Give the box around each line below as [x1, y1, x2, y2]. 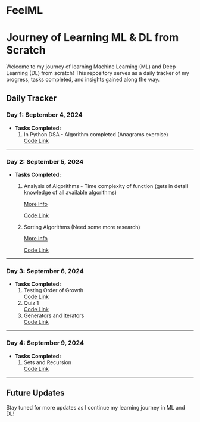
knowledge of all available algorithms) [23, 189, 117, 196]
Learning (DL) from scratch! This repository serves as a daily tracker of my [6, 70, 189, 77]
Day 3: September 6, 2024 [6, 267, 84, 276]
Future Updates [6, 388, 65, 398]
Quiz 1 [23, 299, 39, 307]
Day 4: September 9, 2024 [6, 339, 85, 347]
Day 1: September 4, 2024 [6, 111, 83, 119]
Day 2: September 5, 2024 [6, 157, 84, 165]
